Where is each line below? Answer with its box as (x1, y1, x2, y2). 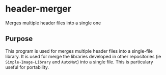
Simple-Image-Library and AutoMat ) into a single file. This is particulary (5, 59, 154, 65)
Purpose (5, 34, 33, 43)
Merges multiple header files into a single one (5, 20, 101, 26)
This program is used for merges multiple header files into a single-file (5, 48, 153, 54)
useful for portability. (5, 64, 49, 70)
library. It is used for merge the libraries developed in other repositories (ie (5, 53, 161, 59)
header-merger (5, 3, 72, 15)
